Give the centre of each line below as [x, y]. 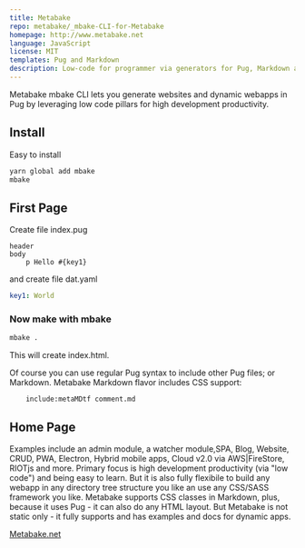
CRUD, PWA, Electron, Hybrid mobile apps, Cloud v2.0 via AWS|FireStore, [147, 459]
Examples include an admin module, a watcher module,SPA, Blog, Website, [149, 449]
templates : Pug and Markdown [64, 60]
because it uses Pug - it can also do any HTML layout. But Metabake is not [149, 507]
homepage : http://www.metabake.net [77, 35]
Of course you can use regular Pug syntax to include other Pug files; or [142, 373]
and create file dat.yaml [54, 279]
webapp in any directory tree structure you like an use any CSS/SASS [139, 488]
